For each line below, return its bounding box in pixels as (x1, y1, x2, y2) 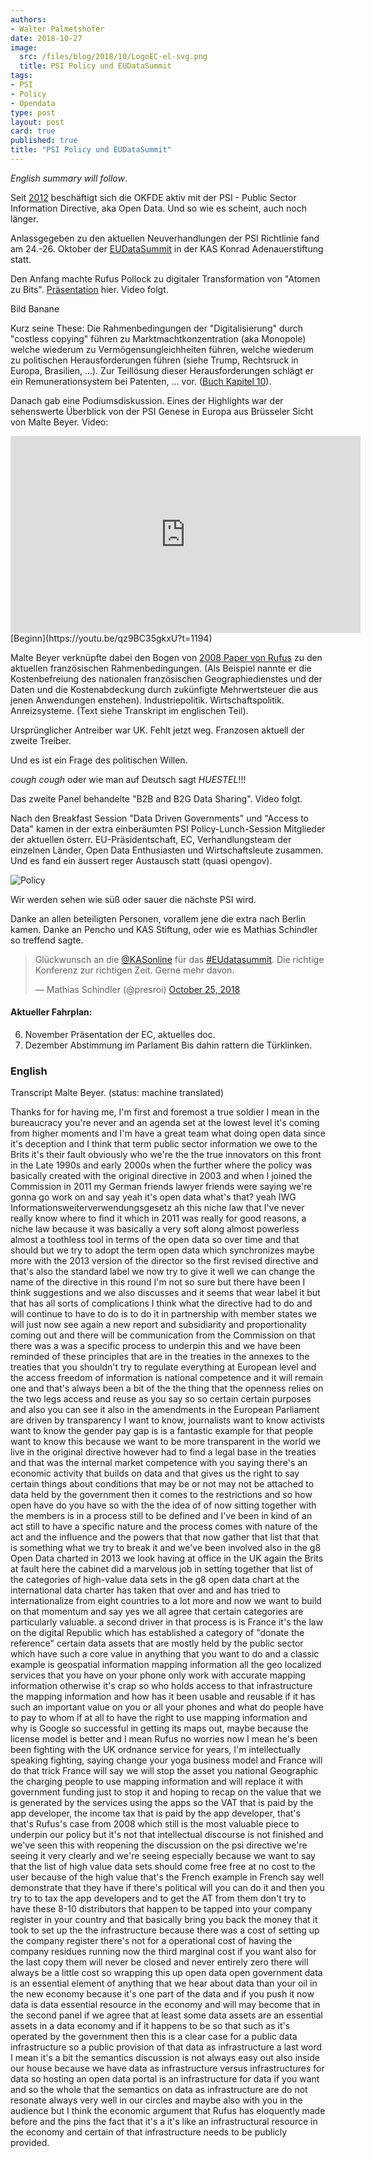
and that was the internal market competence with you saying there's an (10, 1457, 308, 1469)
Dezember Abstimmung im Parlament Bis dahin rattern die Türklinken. (24, 1039, 313, 1051)
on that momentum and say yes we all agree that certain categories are (10, 1606, 304, 1618)
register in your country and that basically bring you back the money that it (10, 1914, 318, 1926)
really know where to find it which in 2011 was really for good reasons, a (10, 1212, 307, 1225)
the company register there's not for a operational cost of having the (10, 1935, 293, 1947)
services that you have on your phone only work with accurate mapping (10, 1669, 307, 1681)
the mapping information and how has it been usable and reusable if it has (10, 1691, 316, 1703)
